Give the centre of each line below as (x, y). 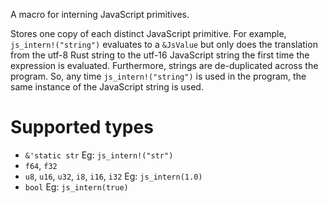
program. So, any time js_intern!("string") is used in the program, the (158, 76)
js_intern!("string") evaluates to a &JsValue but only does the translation (164, 44)
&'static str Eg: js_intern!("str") (99, 155)
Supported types (82, 127)
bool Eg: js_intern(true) (76, 186)
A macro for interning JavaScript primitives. (100, 14)
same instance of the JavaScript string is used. (107, 87)
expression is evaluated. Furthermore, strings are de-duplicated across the (164, 65)
